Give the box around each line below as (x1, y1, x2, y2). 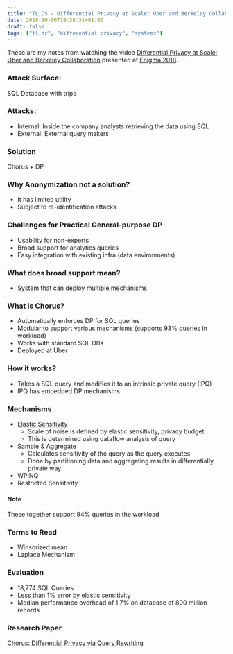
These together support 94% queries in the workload (7, 510, 159, 519)
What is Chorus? (7, 301, 64, 311)
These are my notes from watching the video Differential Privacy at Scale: (7, 49, 218, 57)
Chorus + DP (7, 162, 44, 171)
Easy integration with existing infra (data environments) (17, 250, 175, 259)
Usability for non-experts (17, 236, 89, 244)
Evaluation (7, 568, 44, 578)
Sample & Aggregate (17, 442, 77, 450)
